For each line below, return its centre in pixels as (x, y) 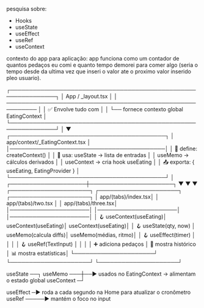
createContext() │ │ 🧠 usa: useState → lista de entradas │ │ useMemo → (98, 155)
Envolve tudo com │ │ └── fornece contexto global (118, 109)
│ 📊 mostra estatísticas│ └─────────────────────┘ (82, 253)
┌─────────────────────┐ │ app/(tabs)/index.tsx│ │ (83, 197)
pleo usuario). (24, 78)
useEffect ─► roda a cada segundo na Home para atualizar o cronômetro (99, 292)
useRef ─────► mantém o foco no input (59, 299)
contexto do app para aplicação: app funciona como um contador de (93, 58)
